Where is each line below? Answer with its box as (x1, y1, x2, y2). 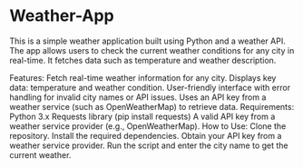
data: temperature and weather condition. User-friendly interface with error (9, 82, 291, 93)
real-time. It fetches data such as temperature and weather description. (9, 54, 277, 65)
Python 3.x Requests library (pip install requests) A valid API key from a (9, 111, 276, 122)
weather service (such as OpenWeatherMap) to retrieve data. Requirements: (9, 101, 295, 112)
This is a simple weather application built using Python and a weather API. (9, 35, 286, 46)
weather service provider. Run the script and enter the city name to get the (9, 140, 288, 151)
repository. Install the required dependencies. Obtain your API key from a (9, 130, 282, 141)
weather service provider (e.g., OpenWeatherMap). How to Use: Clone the (9, 120, 287, 132)
